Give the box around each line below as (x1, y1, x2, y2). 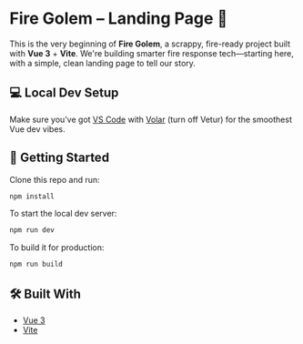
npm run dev (9, 226, 55, 235)
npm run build (9, 259, 64, 269)
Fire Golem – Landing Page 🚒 (9, 8, 228, 29)
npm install (9, 191, 55, 201)
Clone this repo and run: (9, 174, 100, 185)
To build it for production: (9, 242, 105, 253)
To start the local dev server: (9, 208, 117, 219)
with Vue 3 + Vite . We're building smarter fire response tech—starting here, (9, 47, 294, 58)
